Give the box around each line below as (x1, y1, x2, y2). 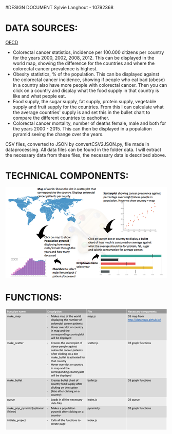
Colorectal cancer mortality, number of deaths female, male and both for (12, 120, 166, 126)
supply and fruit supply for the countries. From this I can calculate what (12, 104, 164, 110)
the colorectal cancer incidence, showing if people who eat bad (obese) (12, 77, 165, 83)
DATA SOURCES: (5, 23, 78, 34)
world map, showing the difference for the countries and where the (12, 60, 155, 66)
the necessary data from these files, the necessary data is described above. (5, 152, 166, 158)
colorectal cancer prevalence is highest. (12, 65, 98, 71)
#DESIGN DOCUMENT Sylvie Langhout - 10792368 (5, 5, 114, 10)
